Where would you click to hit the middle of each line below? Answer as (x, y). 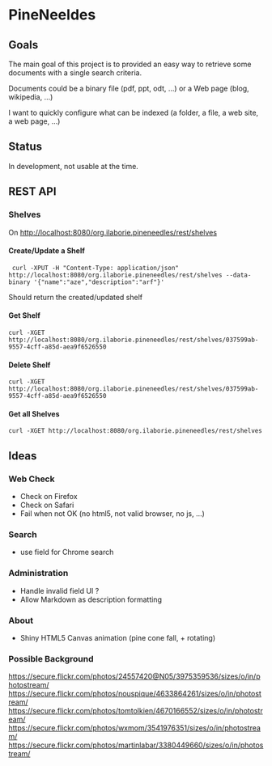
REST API (32, 192)
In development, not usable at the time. (74, 166)
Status (25, 147)
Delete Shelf (30, 365)
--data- (238, 275)
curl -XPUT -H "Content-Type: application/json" (96, 268)
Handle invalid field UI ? (59, 590)
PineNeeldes (52, 15)
